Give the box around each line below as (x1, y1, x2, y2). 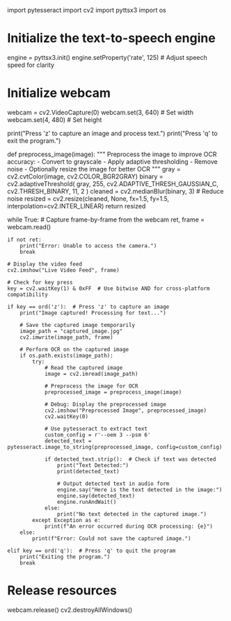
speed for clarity (7, 61, 54, 69)
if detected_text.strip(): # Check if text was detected (44, 456, 216, 463)
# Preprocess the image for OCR (44, 383, 138, 390)
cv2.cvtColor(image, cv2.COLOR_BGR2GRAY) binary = (7, 172, 164, 181)
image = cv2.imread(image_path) (44, 370, 138, 377)
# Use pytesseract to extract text (44, 425, 148, 432)
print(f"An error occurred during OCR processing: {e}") (44, 523, 214, 530)
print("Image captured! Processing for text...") (19, 309, 167, 316)
